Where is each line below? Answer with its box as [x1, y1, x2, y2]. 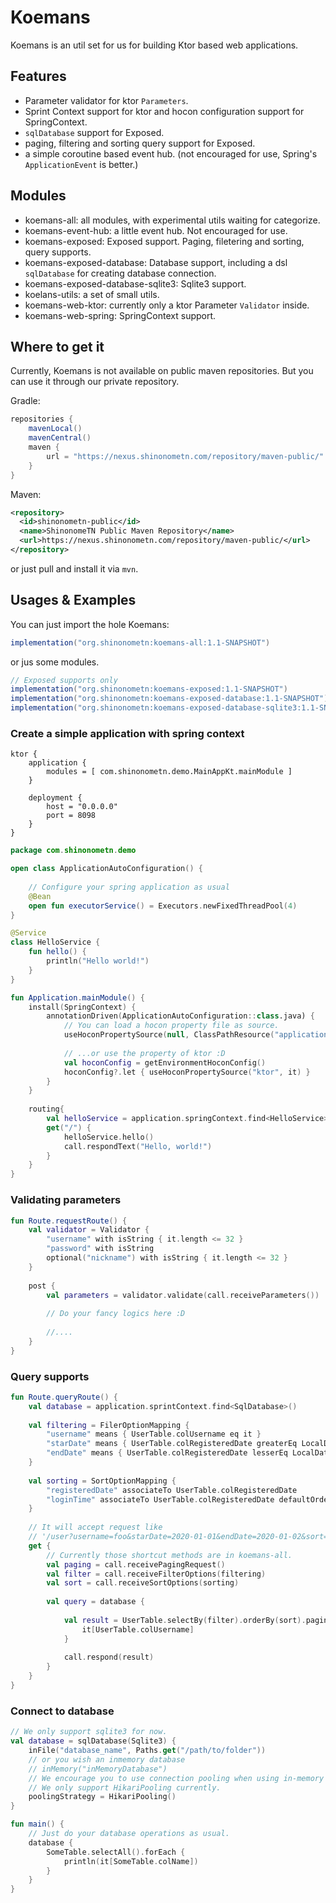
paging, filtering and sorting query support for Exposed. [24, 137, 256, 149]
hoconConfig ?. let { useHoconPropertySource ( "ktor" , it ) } [63, 1067, 311, 1077]
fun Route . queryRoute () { [10, 1392, 118, 1402]
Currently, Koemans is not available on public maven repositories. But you [10, 365, 314, 377]
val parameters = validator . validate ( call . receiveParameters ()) [46, 1290, 320, 1300]
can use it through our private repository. [10, 376, 180, 388]
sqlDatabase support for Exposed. [24, 126, 165, 138]
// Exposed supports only [10, 675, 118, 685]
